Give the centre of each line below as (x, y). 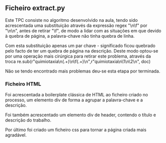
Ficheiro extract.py (35, 8)
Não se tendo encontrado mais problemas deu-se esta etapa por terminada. (83, 71)
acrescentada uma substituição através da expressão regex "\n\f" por (76, 25)
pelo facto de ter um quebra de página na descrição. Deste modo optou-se (82, 51)
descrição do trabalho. (28, 120)
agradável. (16, 135)
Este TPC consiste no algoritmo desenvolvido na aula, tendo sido (71, 20)
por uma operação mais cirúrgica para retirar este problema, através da (78, 56)
